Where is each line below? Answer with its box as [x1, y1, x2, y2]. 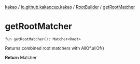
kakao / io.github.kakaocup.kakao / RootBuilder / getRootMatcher [5, 4, 135, 10]
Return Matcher [5, 54, 37, 60]
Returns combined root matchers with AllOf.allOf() [5, 45, 105, 51]
